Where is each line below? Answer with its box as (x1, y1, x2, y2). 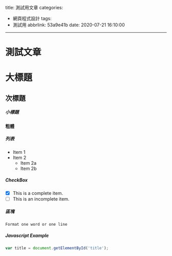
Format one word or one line (5, 222, 68, 227)
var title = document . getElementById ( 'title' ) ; (5, 245, 109, 250)
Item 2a (20, 160, 37, 166)
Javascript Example (5, 232, 49, 239)
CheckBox (5, 177, 28, 183)
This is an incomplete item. (12, 195, 70, 202)
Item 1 (12, 149, 26, 155)
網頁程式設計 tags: (12, 15, 52, 22)
